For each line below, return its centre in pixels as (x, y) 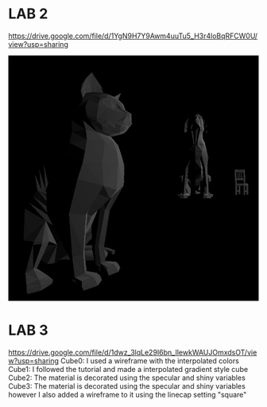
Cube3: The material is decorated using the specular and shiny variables (127, 386)
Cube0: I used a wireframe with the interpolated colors (150, 360)
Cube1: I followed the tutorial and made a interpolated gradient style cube (128, 369)
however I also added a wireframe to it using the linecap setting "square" (128, 394)
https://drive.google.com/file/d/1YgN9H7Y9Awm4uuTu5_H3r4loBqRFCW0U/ (133, 36)
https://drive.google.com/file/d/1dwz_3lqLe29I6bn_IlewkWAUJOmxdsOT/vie (133, 352)
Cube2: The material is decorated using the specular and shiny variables (127, 378)
